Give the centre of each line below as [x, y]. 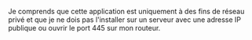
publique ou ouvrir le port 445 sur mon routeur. [84, 28]
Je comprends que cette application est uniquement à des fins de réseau [126, 11]
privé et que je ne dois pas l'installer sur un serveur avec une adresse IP [125, 20]
